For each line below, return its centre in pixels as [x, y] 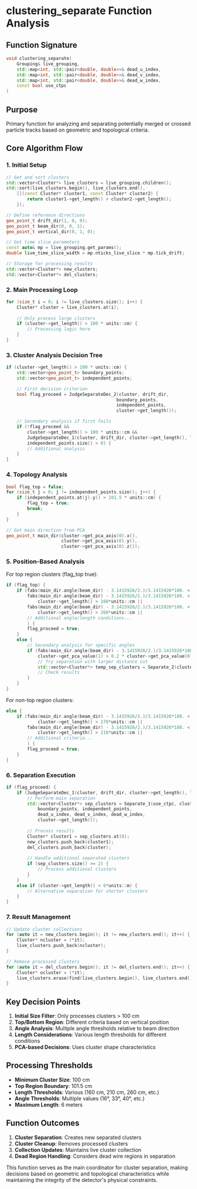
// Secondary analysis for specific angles [81, 645]
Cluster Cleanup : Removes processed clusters [71, 1143]
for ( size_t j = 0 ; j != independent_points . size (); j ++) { [81, 492]
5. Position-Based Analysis [45, 562]
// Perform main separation [61, 798]
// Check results [59, 673]
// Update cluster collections [44, 929]
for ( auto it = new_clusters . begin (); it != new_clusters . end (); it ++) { [98, 935]
